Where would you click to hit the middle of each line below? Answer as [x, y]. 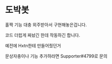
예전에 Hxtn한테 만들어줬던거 [33, 45]
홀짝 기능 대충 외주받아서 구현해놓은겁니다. [46, 25]
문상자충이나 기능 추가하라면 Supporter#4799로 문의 [56, 56]
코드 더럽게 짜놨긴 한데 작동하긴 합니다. [43, 35]
